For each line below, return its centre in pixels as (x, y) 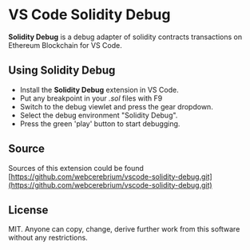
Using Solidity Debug (62, 71)
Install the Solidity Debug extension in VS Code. (99, 89)
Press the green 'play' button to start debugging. (100, 123)
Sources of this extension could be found (76, 168)
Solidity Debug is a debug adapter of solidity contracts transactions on (125, 37)
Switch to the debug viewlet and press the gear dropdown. (116, 106)
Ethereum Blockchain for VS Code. (65, 45)
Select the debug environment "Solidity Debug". (99, 115)
